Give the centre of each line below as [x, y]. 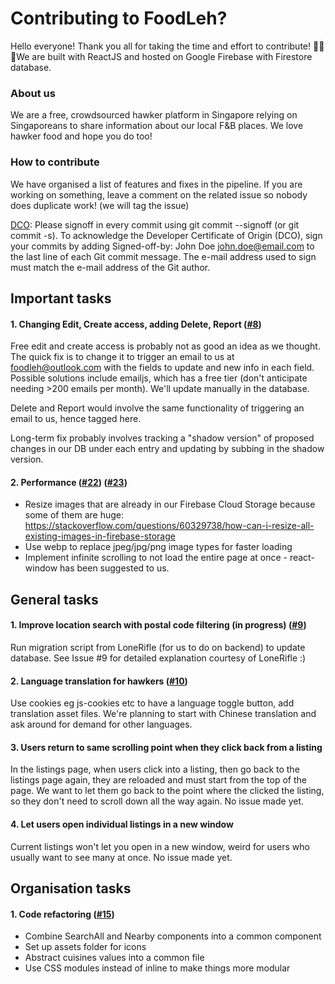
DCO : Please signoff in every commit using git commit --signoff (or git [155, 224]
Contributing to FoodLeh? [119, 18]
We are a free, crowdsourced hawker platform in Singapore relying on [154, 115]
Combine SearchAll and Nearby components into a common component [173, 936]
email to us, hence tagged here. [76, 419]
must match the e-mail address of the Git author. [110, 267]
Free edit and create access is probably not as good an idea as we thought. [165, 346]
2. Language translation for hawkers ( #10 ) [99, 681]
